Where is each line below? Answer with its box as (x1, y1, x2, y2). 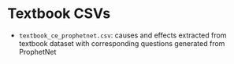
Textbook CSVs (7, 5, 111, 23)
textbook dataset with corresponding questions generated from (18, 38, 225, 48)
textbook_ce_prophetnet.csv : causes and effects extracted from (18, 30, 227, 40)
